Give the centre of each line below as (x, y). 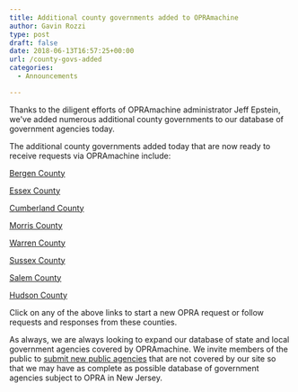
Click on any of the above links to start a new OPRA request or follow (137, 312)
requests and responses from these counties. (93, 322)
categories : (31, 68)
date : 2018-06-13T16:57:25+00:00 (72, 51)
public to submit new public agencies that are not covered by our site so (143, 358)
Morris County (36, 225)
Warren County (37, 243)
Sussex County (37, 260)
